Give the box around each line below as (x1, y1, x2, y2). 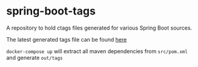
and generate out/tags (6, 54, 63, 61)
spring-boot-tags (6, 4, 96, 18)
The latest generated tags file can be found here (6, 36, 127, 43)
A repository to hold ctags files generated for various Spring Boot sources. (6, 24, 193, 31)
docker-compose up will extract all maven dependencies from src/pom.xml (6, 47, 188, 55)
